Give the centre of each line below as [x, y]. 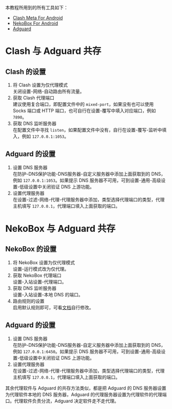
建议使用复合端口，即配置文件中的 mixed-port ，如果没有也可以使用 [83, 104]
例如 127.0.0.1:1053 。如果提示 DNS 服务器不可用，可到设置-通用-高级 [87, 180]
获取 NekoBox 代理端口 [37, 275]
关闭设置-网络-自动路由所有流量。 [48, 91]
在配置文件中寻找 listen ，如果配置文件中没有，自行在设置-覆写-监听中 [87, 130]
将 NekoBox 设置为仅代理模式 [44, 262]
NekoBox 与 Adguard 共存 [60, 229]
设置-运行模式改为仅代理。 [41, 269]
